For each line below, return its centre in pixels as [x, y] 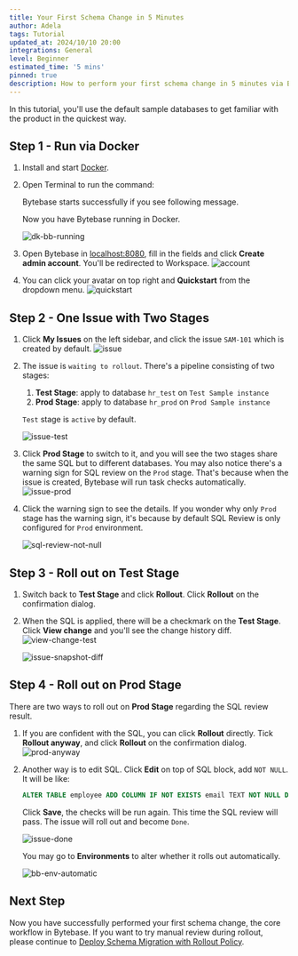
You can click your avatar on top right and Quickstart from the [136, 280]
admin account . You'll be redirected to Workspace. [116, 263]
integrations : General [51, 51]
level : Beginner [39, 59]
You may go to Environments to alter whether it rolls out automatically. [151, 856]
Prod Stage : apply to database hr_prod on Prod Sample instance [153, 402]
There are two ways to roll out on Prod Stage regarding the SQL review [139, 706]
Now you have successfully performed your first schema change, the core [145, 922]
